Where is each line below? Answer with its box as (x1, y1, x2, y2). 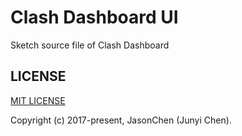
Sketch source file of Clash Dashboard (10, 39, 170, 51)
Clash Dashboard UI (10, 6, 179, 29)
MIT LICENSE (10, 94, 66, 106)
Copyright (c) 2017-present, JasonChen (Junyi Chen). (10, 114, 232, 126)
